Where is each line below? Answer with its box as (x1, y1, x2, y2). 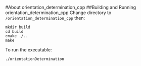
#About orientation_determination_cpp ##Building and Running (5, 5, 136, 10)
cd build (5, 29, 24, 34)
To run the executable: (5, 47, 52, 52)
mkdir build (5, 25, 30, 30)
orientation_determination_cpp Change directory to (5, 10, 112, 16)
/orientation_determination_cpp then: (5, 15, 85, 21)
